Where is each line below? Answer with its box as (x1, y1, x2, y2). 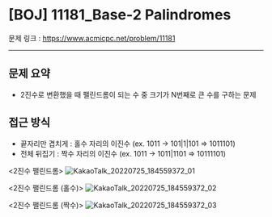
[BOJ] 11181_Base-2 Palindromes (8, 6, 232, 24)
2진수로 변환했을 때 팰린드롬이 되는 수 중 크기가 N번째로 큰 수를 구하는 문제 (19, 90, 257, 99)
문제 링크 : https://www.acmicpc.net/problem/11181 (8, 33, 176, 43)
